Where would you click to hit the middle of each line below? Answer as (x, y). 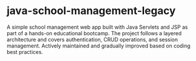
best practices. (25, 52)
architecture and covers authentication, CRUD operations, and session (92, 39)
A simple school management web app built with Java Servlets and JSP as (97, 27)
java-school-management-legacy (91, 11)
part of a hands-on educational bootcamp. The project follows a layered (94, 33)
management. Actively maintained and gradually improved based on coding (99, 46)
